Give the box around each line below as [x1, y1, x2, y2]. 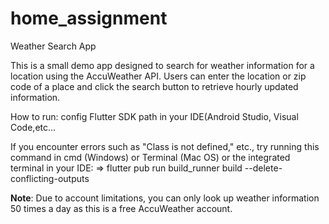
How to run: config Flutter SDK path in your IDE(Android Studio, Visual [10, 110, 299, 122]
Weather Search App [10, 40, 97, 52]
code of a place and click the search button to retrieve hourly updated [10, 80, 299, 92]
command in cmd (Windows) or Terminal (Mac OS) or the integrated [10, 151, 291, 163]
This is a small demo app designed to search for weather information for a [10, 59, 315, 71]
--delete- [244, 162, 283, 174]
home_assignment [10, 7, 168, 30]
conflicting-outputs [10, 172, 90, 184]
